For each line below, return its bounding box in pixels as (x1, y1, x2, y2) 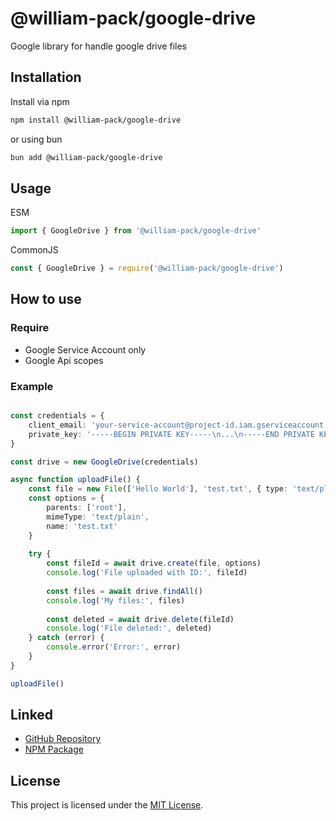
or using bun (10, 133, 63, 145)
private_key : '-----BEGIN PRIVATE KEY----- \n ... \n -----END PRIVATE (28, 429, 315, 439)
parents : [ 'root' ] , (46, 503, 128, 513)
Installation (10, 69, 82, 86)
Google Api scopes (24, 354, 104, 366)
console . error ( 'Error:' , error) (46, 642, 182, 652)
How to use (10, 291, 82, 308)
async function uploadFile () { (10, 475, 141, 485)
